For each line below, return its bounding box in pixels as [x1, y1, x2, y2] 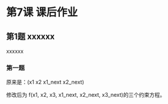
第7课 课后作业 [6, 5, 78, 19]
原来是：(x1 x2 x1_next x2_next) [6, 79, 85, 86]
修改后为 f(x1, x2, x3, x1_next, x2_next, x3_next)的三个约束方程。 [6, 91, 166, 99]
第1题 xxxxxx [6, 31, 55, 41]
